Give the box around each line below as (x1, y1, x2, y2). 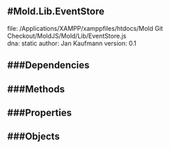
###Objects (7, 131, 61, 143)
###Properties (7, 106, 72, 118)
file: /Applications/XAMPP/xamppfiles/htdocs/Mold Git (7, 24, 164, 32)
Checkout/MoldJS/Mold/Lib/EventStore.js (7, 31, 127, 40)
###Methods (7, 83, 65, 95)
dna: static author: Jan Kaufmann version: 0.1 (7, 38, 137, 48)
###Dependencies (7, 59, 90, 71)
